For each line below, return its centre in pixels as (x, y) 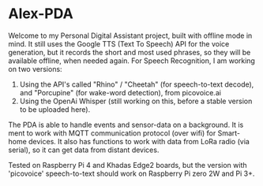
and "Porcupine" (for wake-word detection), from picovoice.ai (120, 92)
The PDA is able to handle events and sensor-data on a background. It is (126, 125)
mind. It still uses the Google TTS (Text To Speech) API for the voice (119, 43)
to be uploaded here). (55, 109)
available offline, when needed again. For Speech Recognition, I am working (131, 61)
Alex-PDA (41, 14)
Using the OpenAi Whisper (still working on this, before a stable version (136, 101)
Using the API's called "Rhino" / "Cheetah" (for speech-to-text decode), (137, 84)
